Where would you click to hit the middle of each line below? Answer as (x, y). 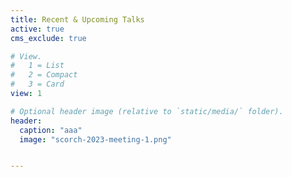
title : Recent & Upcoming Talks (77, 19)
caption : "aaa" (51, 130)
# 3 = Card (37, 84)
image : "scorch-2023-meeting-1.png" (95, 139)
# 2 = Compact (44, 75)
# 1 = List (37, 66)
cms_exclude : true (48, 38)
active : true (37, 29)
